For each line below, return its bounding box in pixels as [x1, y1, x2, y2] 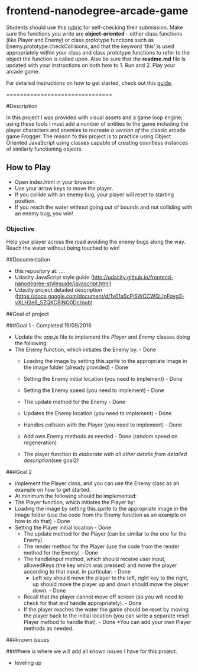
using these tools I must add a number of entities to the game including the [6, 120, 189, 127]
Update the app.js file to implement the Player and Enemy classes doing [14, 333, 190, 340]
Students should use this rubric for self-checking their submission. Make [6, 24, 183, 31]
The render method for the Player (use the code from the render [23, 543, 180, 550]
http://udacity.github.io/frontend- [92, 274, 174, 281]
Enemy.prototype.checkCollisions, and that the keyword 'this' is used [6, 43, 174, 50]
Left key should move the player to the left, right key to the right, [32, 574, 189, 582]
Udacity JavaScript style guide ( [14, 274, 93, 281]
